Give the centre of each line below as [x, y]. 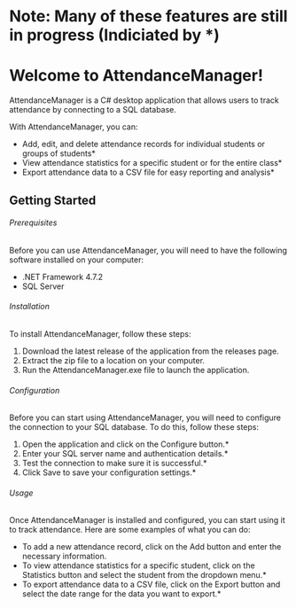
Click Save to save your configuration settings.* [109, 472]
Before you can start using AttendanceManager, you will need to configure [145, 417]
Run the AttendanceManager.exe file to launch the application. [136, 370]
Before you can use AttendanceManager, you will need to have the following [148, 250]
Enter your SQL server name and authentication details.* [125, 454]
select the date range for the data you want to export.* [121, 594]
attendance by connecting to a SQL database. [93, 110]
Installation [30, 307]
